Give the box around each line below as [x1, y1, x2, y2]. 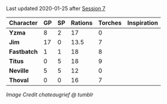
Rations [71, 19, 93, 27]
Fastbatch [9, 48, 38, 56]
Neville [9, 67, 29, 75]
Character [9, 19, 38, 27]
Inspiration [127, 19, 158, 27]
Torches [98, 19, 122, 27]
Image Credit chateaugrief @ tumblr [6, 91, 94, 98]
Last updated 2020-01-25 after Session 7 [6, 5, 105, 12]
